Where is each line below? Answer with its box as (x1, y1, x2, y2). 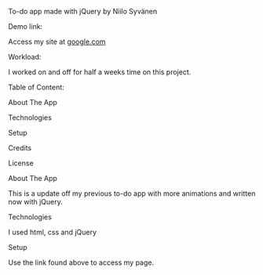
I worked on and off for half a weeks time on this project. (8, 67, 192, 77)
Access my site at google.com (8, 37, 106, 46)
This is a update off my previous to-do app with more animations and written (8, 189, 256, 198)
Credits (8, 143, 32, 152)
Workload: (8, 52, 42, 61)
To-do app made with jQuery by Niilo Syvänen (8, 7, 158, 16)
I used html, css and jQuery (8, 227, 97, 237)
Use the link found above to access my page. (8, 258, 155, 267)
